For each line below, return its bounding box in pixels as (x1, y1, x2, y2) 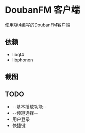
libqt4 (12, 51, 25, 57)
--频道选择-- (12, 110, 38, 116)
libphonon (12, 57, 33, 63)
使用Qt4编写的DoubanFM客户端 (5, 22, 71, 28)
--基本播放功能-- (12, 103, 47, 110)
